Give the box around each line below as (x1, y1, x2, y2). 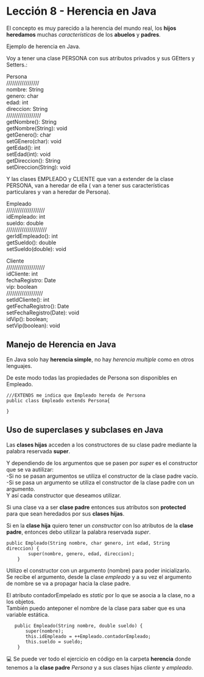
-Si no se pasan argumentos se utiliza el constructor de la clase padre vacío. (6, 472, 199, 480)
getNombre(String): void (6, 124, 68, 132)
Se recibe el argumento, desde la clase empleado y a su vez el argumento (6, 573, 192, 580)
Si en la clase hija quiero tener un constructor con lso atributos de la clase (6, 522, 194, 529)
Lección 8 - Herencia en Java (6, 4, 157, 18)
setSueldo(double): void (6, 245, 67, 252)
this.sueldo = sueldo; (25, 639, 83, 645)
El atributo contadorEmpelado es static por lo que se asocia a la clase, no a (6, 591, 195, 598)
